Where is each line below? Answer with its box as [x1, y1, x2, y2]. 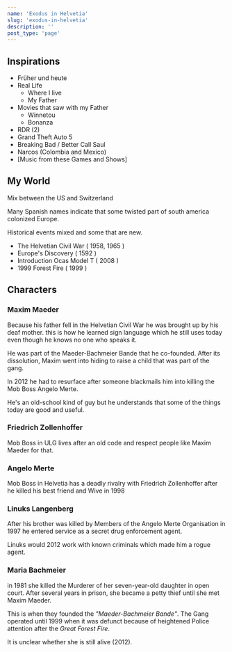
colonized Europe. [7, 214, 59, 223]
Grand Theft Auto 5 [17, 133, 73, 141]
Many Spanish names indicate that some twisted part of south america [7, 207, 210, 216]
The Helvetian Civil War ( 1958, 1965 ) [17, 241, 125, 250]
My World [7, 175, 51, 187]
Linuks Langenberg [7, 504, 74, 514]
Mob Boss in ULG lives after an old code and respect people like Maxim [7, 438, 212, 447]
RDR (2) [17, 126, 40, 134]
